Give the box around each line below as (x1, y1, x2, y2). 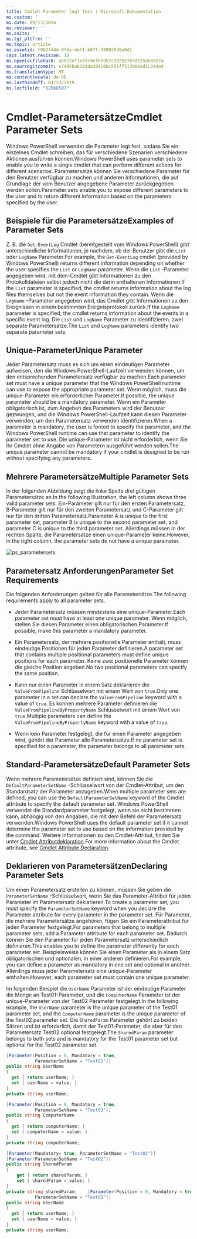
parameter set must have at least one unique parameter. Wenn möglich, (14, 614, 188, 622)
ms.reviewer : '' (6, 25, 46, 31)
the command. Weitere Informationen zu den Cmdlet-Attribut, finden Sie (6, 831, 180, 839)
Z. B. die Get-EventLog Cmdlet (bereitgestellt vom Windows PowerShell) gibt (6, 241, 189, 248)
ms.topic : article (6, 42, 51, 48)
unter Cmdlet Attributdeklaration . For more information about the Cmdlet (6, 838, 179, 845)
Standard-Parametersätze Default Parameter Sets (6, 760, 191, 770)
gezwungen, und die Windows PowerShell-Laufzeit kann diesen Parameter (6, 411, 187, 418)
